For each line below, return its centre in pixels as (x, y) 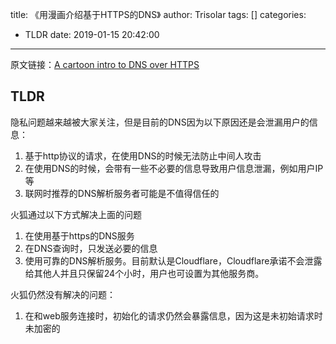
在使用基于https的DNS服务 (79, 235)
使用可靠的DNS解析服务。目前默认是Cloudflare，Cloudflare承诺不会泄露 (173, 260)
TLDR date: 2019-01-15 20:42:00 (92, 34)
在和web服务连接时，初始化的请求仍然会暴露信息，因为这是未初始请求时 (173, 315)
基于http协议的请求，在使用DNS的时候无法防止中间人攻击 (143, 155)
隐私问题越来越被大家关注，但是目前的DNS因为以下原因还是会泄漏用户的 (160, 122)
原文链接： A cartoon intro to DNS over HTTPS (105, 64)
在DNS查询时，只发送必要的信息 (91, 248)
